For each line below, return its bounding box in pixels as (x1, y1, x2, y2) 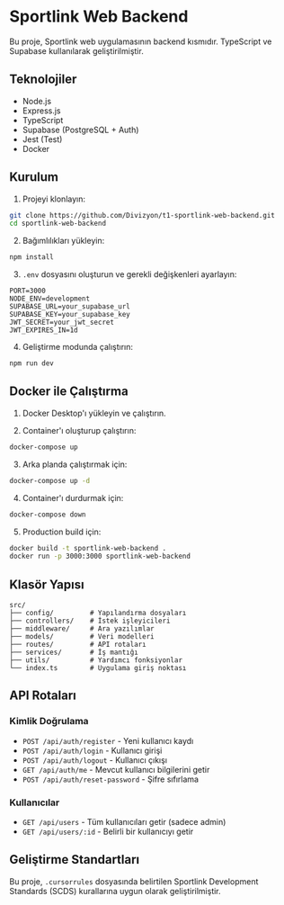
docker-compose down (9, 510, 87, 519)
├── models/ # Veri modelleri (9, 632, 155, 641)
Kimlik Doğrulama (9, 715, 89, 728)
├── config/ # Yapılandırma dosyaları (9, 609, 187, 618)
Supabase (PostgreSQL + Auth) (22, 124, 139, 135)
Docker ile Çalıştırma (9, 384, 129, 399)
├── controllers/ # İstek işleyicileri (9, 616, 171, 626)
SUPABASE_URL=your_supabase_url (9, 302, 130, 311)
